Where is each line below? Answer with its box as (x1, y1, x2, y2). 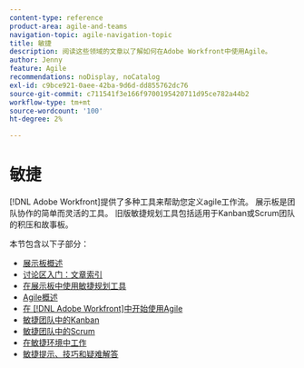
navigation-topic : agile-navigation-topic (9, 30, 172, 39)
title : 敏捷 (9, 38, 52, 48)
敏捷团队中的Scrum (22, 326, 95, 337)
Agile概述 (22, 292, 58, 303)
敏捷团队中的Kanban (22, 314, 100, 325)
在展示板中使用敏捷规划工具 (22, 281, 127, 292)
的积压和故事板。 (9, 219, 74, 230)
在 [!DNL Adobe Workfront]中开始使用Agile (22, 303, 183, 314)
